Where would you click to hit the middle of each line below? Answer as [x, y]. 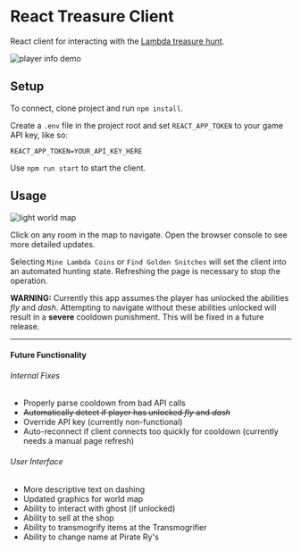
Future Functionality [49, 355]
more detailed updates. [53, 244]
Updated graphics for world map [83, 498]
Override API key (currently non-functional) [103, 422]
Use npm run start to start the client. [78, 168]
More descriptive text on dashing [84, 489]
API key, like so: [39, 135]
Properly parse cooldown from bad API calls [104, 403]
